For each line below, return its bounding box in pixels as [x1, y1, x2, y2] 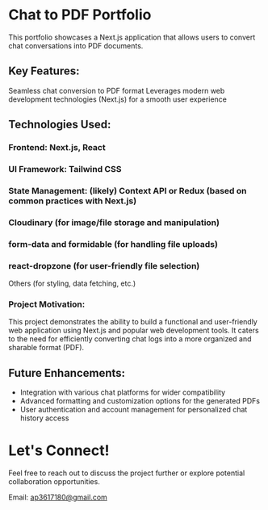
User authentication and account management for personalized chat [19, 405, 248, 415]
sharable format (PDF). [8, 343, 85, 353]
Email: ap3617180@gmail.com [8, 492, 107, 502]
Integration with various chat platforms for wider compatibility [19, 387, 226, 397]
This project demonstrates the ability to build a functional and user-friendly [8, 317, 258, 327]
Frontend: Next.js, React [8, 142, 107, 153]
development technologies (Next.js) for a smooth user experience [8, 94, 228, 104]
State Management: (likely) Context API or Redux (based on [8, 185, 248, 196]
